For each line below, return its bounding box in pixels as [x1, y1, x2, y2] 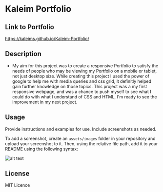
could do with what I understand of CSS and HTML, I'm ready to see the [12, 94, 157, 99]
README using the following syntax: [5, 146, 78, 152]
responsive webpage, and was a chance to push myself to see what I [12, 89, 151, 95]
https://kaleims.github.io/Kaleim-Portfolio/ [5, 36, 89, 41]
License [5, 170, 30, 178]
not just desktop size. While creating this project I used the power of [12, 73, 150, 79]
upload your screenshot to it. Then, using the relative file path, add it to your [5, 140, 158, 147]
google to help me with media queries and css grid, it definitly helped [12, 78, 152, 84]
